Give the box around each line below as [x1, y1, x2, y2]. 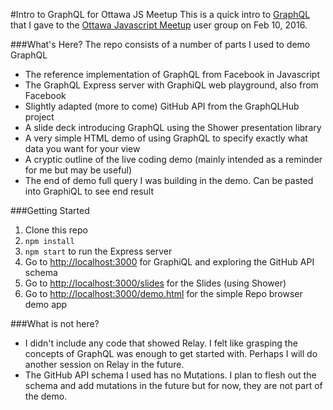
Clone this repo [24, 224, 88, 236]
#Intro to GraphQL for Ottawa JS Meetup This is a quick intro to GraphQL [10, 9, 311, 20]
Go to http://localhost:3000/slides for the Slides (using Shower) [24, 277, 287, 289]
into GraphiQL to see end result [24, 185, 155, 197]
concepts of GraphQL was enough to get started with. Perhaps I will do [24, 348, 318, 359]
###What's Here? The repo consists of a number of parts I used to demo [10, 39, 311, 50]
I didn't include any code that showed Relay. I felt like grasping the [24, 337, 298, 349]
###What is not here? [10, 318, 100, 329]
